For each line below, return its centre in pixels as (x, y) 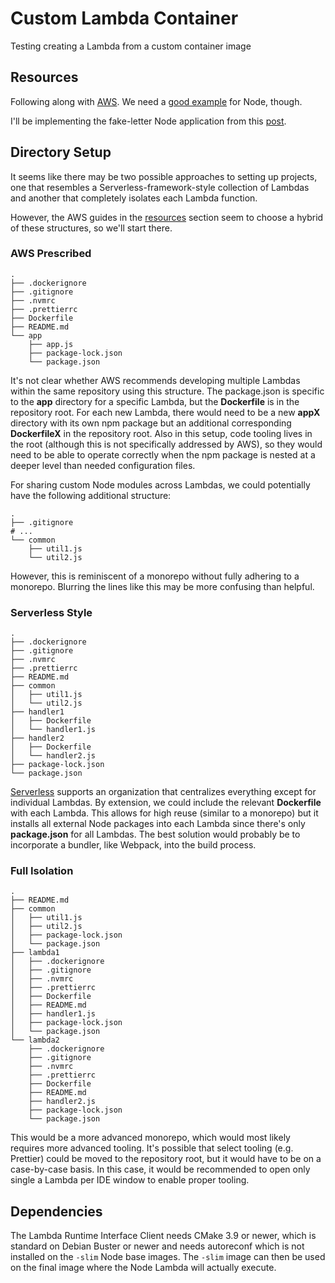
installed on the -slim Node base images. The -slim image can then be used (168, 1257)
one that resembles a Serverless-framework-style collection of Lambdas (160, 187)
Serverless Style (51, 612)
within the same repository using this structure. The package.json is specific (167, 391)
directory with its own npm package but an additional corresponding (151, 423)
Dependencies (56, 1211)
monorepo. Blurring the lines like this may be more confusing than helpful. (162, 586)
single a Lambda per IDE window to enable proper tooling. (130, 1180)
